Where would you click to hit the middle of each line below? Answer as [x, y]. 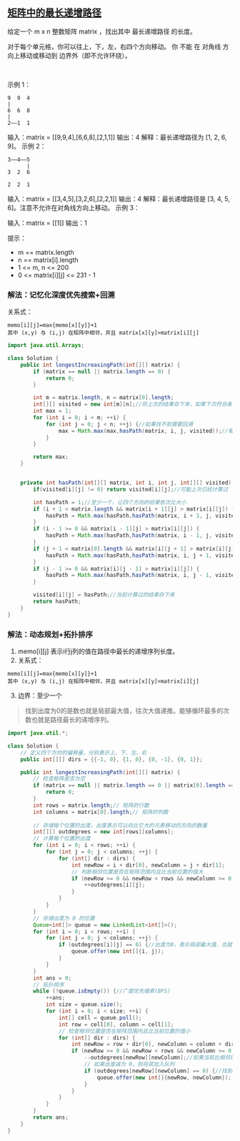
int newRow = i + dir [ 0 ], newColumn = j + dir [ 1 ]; [148, 865]
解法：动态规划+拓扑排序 [50, 634]
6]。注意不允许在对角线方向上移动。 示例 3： [74, 207]
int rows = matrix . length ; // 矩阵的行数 [91, 805]
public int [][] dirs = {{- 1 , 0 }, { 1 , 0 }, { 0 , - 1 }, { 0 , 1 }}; [112, 759]
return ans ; [51, 1117]
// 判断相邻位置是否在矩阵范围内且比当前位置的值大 [137, 872]
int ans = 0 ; [52, 978]
